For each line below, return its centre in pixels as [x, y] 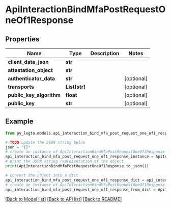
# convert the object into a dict [42, 175]
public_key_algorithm [34, 95]
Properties [22, 39]
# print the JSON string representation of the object [65, 162]
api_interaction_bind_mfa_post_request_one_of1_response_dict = [75, 180]
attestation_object [31, 70]
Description [105, 53]
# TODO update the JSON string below [45, 142]
